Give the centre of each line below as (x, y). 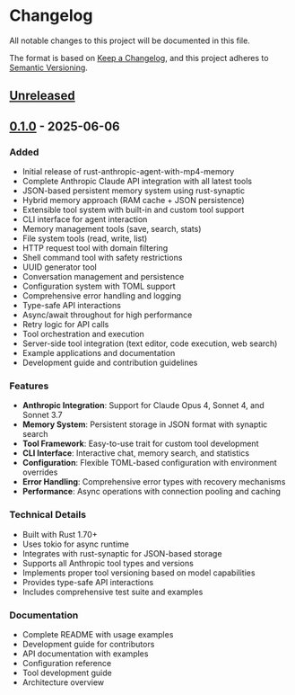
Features (29, 386)
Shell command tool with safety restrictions (102, 258)
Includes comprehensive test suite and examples (113, 592)
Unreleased (43, 96)
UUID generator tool (59, 267)
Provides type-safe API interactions (88, 582)
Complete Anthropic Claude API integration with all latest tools (137, 182)
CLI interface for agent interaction (85, 219)
